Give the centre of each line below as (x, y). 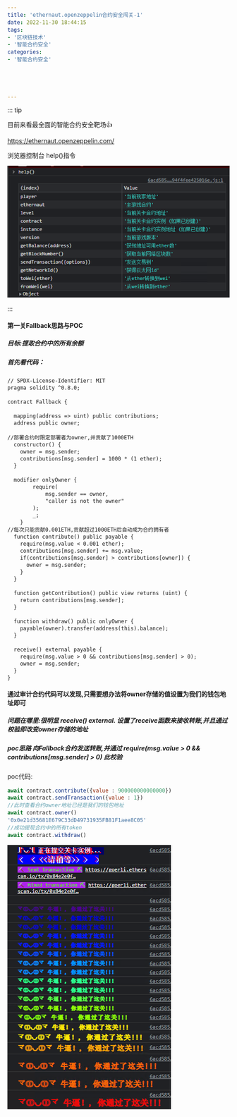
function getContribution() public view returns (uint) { (101, 593)
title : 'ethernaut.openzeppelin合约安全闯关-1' (75, 15)
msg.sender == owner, (77, 494)
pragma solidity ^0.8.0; (44, 388)
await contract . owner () (42, 813)
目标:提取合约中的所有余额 (45, 343)
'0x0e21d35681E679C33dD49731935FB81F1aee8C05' (77, 820)
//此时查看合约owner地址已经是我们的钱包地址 (66, 805)
